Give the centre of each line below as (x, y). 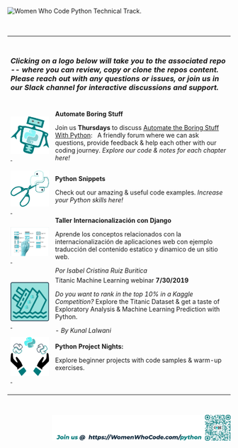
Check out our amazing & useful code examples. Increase (139, 192)
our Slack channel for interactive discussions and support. (114, 87)
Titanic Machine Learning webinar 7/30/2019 (122, 280)
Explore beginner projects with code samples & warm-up (138, 360)
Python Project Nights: (89, 346)
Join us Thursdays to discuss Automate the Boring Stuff (137, 128)
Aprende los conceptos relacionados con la (118, 234)
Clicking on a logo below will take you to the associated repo (118, 60)
